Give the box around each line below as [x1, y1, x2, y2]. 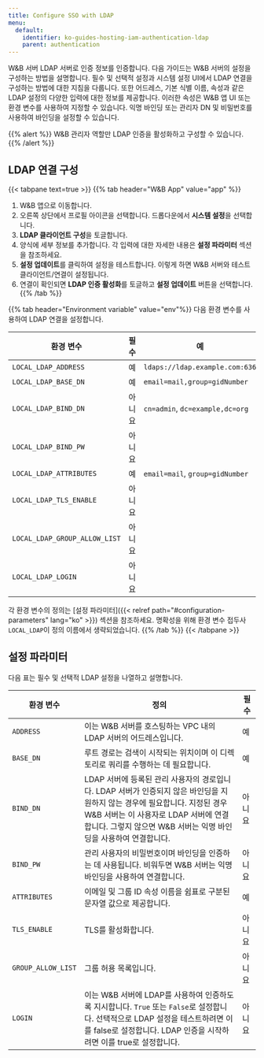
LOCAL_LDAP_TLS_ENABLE [12, 496, 97, 504]
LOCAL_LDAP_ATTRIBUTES [12, 469, 97, 477]
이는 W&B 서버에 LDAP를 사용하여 [83, 989, 203, 1000]
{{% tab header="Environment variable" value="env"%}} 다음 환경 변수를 [8, 304, 242, 314]
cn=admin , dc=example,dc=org [143, 403, 249, 414]
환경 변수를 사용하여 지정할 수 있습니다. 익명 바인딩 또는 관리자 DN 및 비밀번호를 [8, 103, 253, 113]
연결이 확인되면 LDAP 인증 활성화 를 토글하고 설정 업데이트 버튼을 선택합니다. [19, 279, 253, 288]
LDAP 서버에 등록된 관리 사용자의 [83, 774, 200, 785]
